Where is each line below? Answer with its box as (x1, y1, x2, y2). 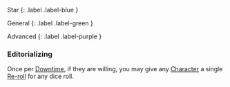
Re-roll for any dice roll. (7, 72, 74, 81)
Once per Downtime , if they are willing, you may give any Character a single (7, 65, 223, 73)
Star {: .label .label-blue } (7, 6, 79, 14)
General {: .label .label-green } (7, 19, 93, 27)
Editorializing (7, 49, 53, 59)
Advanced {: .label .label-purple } (7, 32, 102, 40)
